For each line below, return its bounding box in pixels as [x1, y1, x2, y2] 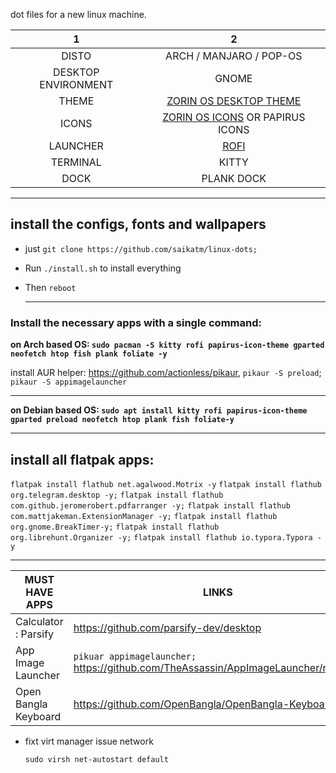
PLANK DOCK [201, 172, 267, 185]
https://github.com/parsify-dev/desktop [73, 620, 262, 634]
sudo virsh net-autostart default [24, 754, 169, 764]
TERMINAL [50, 155, 102, 169]
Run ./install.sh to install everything [24, 262, 182, 274]
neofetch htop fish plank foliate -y [10, 349, 168, 359]
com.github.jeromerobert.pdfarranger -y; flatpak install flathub [10, 500, 291, 511]
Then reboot [24, 281, 77, 293]
